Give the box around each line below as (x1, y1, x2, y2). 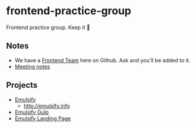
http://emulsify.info (23, 102, 70, 109)
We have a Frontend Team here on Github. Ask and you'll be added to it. (14, 56, 191, 63)
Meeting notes (14, 63, 50, 70)
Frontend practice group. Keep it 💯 (6, 24, 91, 31)
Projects (6, 80, 38, 90)
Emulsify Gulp (14, 108, 49, 116)
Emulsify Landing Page (14, 114, 71, 122)
